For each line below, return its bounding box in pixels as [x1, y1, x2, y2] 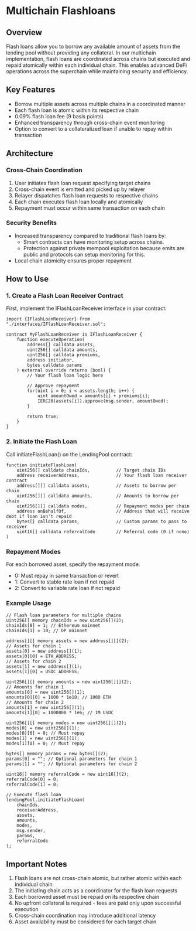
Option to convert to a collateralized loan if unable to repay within [14, 125, 173, 132]
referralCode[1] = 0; [6, 782, 59, 787]
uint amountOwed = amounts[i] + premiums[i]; [37, 393, 150, 399]
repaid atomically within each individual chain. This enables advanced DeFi [6, 62, 187, 69]
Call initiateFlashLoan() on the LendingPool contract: [6, 451, 133, 458]
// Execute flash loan [6, 792, 61, 798]
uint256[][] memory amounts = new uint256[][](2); [6, 679, 132, 685]
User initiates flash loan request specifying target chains [14, 179, 151, 186]
